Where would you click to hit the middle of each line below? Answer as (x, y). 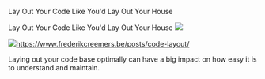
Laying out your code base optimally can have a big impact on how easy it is (132, 59)
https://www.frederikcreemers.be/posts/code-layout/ (103, 44)
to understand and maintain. (54, 68)
